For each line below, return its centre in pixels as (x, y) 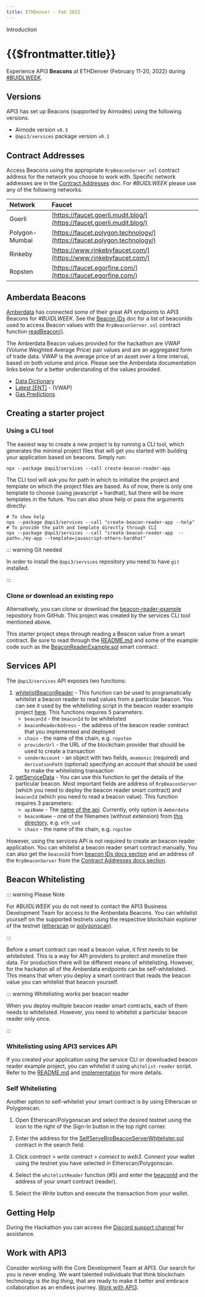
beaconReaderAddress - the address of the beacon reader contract (106, 725)
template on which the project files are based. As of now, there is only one (100, 486)
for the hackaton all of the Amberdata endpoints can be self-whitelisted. (97, 969)
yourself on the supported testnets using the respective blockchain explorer (102, 919)
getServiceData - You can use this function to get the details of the (99, 777)
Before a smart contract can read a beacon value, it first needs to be (92, 949)
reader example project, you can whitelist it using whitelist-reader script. (99, 1066)
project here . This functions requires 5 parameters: (79, 712)
